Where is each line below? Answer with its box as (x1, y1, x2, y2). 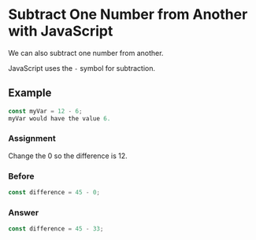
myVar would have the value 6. (8, 114, 111, 123)
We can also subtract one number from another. (8, 48, 164, 57)
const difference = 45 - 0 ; (8, 189, 101, 197)
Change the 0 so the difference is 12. (8, 151, 128, 161)
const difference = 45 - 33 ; (8, 225, 104, 233)
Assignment (8, 133, 57, 144)
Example (8, 87, 52, 100)
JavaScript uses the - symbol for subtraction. (8, 63, 156, 72)
